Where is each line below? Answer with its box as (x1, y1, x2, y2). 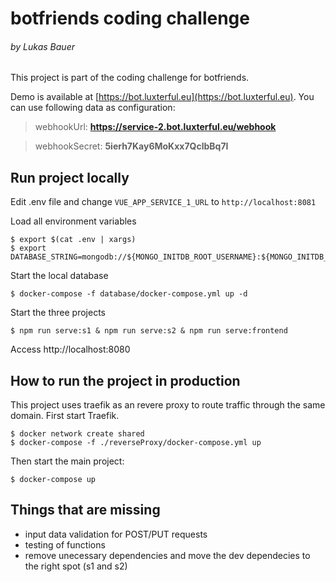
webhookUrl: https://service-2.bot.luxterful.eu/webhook (34, 121, 277, 133)
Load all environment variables (10, 215, 137, 227)
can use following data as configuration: (10, 102, 176, 114)
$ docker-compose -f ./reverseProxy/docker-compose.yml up (10, 438, 262, 448)
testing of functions (24, 538, 106, 551)
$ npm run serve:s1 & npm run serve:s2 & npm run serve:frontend (10, 326, 288, 336)
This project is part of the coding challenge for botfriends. (10, 72, 250, 84)
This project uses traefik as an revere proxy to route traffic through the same (10, 399, 326, 411)
